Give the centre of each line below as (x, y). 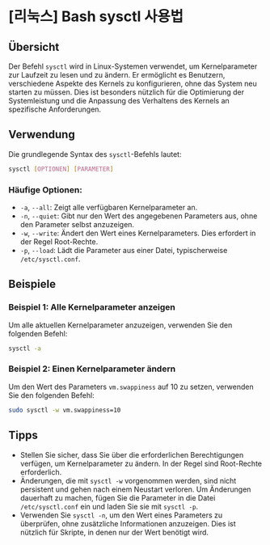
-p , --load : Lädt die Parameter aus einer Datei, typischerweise (124, 250)
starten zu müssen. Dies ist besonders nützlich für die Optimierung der (127, 92)
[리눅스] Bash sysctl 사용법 (96, 17)
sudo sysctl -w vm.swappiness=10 (65, 410)
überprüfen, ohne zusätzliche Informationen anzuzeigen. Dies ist (128, 523)
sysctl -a (25, 349)
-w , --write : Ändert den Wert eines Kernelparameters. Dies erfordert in (138, 233)
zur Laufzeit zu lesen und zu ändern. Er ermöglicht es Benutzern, (117, 75)
